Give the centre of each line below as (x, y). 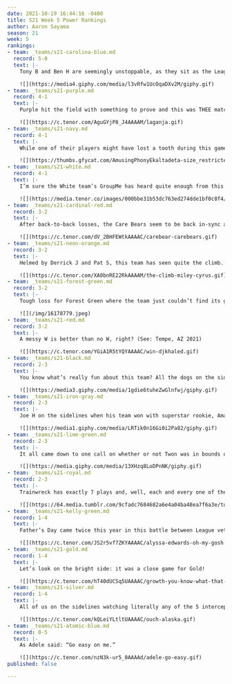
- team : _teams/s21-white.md (49, 167)
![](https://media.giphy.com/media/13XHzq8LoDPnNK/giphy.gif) (111, 467)
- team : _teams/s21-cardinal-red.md (60, 205)
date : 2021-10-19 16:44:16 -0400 (55, 13)
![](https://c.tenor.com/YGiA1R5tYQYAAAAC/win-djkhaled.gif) (109, 352)
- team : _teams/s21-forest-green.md (60, 282)
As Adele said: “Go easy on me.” (68, 645)
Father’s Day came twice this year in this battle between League (117, 530)
